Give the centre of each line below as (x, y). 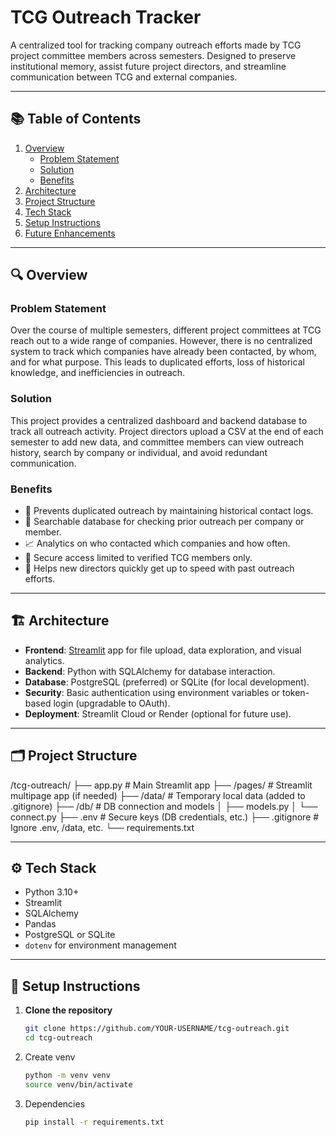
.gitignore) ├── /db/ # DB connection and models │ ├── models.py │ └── (164, 806)
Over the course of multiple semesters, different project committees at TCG (166, 330)
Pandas (40, 924)
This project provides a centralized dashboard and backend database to (159, 420)
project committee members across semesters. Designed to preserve (153, 55)
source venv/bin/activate (78, 1084)
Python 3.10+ (52, 892)
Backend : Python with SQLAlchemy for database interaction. (150, 671)
